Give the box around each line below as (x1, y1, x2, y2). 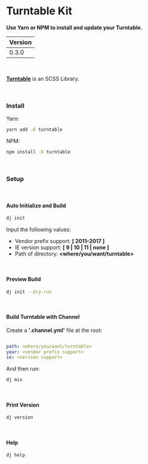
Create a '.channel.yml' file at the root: (6, 327, 103, 334)
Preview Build (6, 275, 41, 282)
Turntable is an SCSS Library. (6, 75, 79, 82)
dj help (6, 452, 26, 458)
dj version (6, 414, 33, 420)
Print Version (6, 401, 40, 408)
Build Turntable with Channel (6, 314, 80, 321)
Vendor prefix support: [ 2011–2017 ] (14, 238, 105, 245)
